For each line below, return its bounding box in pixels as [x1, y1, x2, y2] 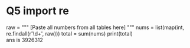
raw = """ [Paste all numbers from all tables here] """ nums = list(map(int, [6, 24, 185, 31]
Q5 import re [6, 4, 69, 18]
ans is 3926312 [6, 36, 43, 43]
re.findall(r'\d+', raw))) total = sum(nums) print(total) [6, 30, 133, 37]
